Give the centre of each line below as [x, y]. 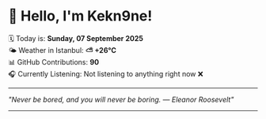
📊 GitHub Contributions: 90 [54, 61]
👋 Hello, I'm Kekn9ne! [80, 16]
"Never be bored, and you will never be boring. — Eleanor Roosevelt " [121, 99]
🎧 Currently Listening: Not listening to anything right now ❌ [106, 73]
